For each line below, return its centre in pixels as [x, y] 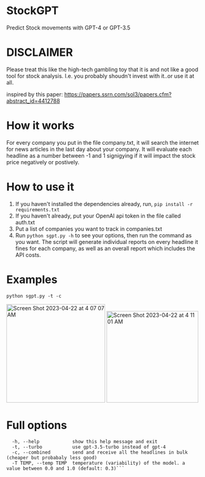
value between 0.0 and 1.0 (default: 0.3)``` [65, 468]
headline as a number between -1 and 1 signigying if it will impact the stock [101, 155]
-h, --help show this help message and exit [85, 441]
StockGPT [33, 11]
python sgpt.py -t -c [34, 296]
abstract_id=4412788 [33, 101]
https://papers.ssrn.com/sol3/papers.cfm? [118, 94]
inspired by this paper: [35, 94]
